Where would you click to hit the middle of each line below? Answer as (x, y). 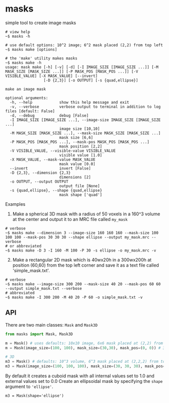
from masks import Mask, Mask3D (39, 334)
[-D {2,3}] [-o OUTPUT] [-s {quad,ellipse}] (91, 80)
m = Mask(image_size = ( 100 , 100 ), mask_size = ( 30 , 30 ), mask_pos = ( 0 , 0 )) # (83, 348)
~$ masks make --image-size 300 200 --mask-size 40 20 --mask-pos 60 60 (83, 284)
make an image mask (26, 89)
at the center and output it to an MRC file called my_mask (70, 219)
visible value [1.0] (80, 155)
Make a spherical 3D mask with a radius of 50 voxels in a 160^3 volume (86, 214)
